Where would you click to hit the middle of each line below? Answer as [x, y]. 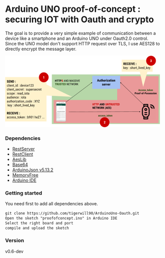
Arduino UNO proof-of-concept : [73, 9]
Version [15, 241]
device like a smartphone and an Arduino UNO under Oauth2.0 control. [77, 38]
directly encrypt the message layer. [41, 49]
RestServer [24, 149]
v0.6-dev [14, 251]
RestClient [23, 154]
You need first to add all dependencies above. [52, 204]
